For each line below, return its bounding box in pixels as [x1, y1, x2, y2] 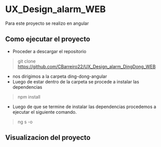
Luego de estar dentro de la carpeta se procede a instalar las [12, 78, 139, 84]
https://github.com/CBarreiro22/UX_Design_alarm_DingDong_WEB [17, 63, 156, 69]
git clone [17, 58, 36, 64]
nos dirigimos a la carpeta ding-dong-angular [12, 73, 107, 79]
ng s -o [17, 119, 33, 125]
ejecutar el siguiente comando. [12, 109, 77, 115]
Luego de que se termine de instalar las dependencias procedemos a [12, 104, 156, 110]
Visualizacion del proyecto [5, 133, 91, 142]
